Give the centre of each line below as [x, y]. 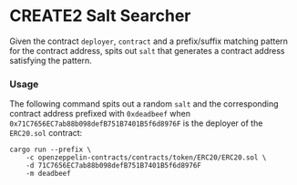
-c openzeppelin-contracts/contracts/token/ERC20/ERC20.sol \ [146, 158]
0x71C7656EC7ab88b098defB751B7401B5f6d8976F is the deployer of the [136, 123]
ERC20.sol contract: [46, 133]
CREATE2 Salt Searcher [100, 16]
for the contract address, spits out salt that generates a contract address [147, 50]
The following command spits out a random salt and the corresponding [144, 104]
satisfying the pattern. [51, 60]
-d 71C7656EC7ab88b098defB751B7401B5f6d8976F [114, 166]
